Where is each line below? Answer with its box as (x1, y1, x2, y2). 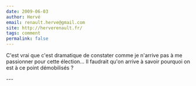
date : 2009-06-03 (6, 8, 49, 15)
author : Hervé (6, 14, 41, 20)
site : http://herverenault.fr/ (6, 25, 83, 31)
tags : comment (6, 30, 41, 36)
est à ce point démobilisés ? (6, 64, 74, 71)
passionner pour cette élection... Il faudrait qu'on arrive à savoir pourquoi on (6, 58, 191, 65)
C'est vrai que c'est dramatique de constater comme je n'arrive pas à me (6, 52, 183, 59)
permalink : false (6, 36, 49, 42)
